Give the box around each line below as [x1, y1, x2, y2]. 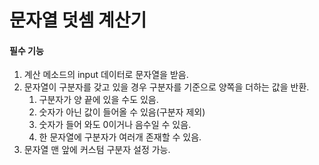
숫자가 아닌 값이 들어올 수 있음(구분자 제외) [38, 106, 206, 118]
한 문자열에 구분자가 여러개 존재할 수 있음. [38, 131, 202, 143]
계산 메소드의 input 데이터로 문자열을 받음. [23, 69, 189, 81]
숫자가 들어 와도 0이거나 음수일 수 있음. [38, 119, 192, 131]
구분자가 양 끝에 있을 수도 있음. [38, 94, 159, 106]
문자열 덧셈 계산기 [9, 9, 147, 32]
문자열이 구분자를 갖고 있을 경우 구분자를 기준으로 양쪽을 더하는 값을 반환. [23, 81, 310, 93]
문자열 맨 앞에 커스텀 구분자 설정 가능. [23, 144, 171, 156]
